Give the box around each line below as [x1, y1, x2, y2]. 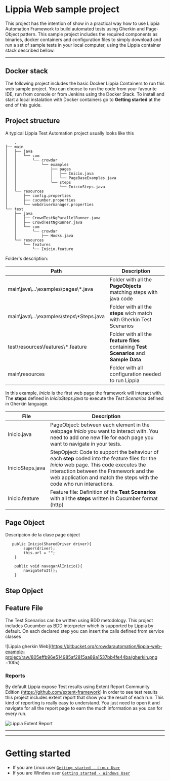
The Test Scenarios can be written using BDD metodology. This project [5, 617, 153, 623]
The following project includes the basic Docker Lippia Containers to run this [5, 80, 165, 86]
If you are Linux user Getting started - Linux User [12, 764, 120, 770]
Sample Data [109, 356, 141, 363]
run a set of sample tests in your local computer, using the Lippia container [5, 42, 161, 48]
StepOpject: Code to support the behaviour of [50, 448, 159, 455]
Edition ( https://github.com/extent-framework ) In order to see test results [5, 689, 158, 695]
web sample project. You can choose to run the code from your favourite [5, 85, 157, 92]
